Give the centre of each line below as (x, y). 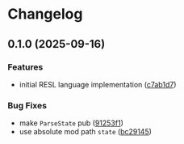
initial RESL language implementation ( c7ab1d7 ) (98, 84)
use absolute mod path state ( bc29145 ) (86, 132)
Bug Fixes (27, 105)
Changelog (45, 14)
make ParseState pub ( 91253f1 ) (71, 123)
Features (25, 67)
